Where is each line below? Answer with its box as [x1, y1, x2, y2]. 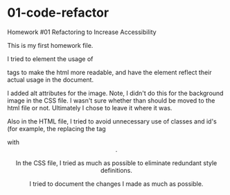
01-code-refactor [7, 5, 109, 21]
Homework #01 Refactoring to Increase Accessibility [7, 28, 157, 36]
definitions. [100, 166, 133, 174]
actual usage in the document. [7, 75, 94, 84]
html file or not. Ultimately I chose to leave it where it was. [7, 103, 172, 112]
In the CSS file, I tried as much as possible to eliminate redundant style [15, 158, 218, 167]
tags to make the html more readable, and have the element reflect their [7, 68, 213, 76]
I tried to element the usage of [7, 54, 94, 63]
